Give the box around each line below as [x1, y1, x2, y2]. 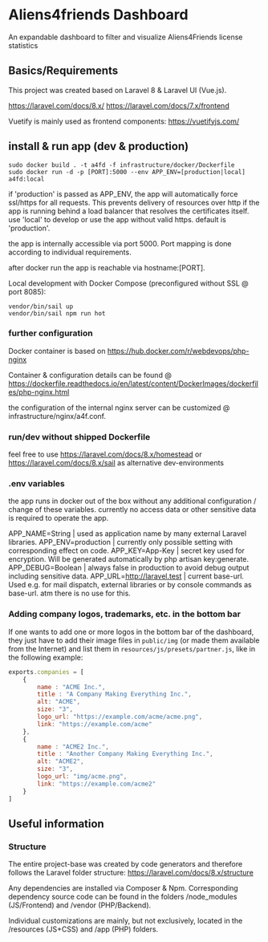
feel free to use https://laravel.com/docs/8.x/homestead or [8, 449, 202, 459]
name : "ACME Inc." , [37, 683, 106, 691]
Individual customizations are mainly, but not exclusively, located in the [8, 916, 243, 926]
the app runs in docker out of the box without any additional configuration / [8, 496, 257, 506]
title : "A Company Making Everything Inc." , [37, 690, 193, 699]
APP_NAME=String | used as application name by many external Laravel [8, 529, 247, 538]
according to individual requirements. [8, 247, 132, 257]
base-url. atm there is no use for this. [8, 588, 131, 599]
